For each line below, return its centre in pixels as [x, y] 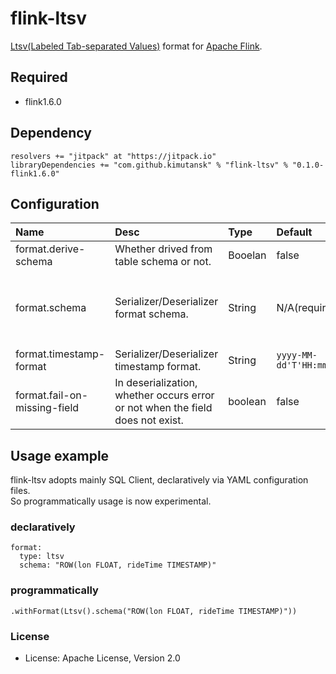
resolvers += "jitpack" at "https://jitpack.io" [113, 156]
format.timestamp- [60, 354]
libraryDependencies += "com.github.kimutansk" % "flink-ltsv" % [149, 165]
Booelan [247, 255]
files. [20, 491]
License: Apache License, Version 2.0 [102, 658]
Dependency [51, 133]
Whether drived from [163, 249]
